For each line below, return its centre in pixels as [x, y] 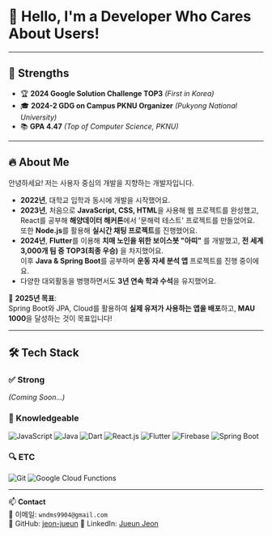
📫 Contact [27, 501]
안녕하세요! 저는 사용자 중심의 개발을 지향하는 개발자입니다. [101, 183]
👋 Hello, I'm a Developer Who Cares [130, 17]
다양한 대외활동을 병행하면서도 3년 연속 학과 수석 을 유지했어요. [118, 281]
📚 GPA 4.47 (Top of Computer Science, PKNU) [100, 126]
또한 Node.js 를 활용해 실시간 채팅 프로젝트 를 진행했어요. [109, 230]
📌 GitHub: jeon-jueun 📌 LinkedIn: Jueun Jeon [84, 523]
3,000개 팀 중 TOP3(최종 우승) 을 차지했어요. [92, 251]
